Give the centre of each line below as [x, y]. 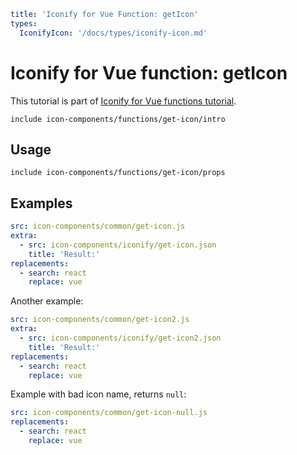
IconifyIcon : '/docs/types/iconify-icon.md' [113, 33]
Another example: [47, 301]
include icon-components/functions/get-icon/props [118, 173]
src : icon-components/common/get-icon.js [98, 226]
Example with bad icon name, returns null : [98, 394]
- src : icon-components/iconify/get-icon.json [118, 245]
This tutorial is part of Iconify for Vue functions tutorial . [123, 101]
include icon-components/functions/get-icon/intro [118, 119]
